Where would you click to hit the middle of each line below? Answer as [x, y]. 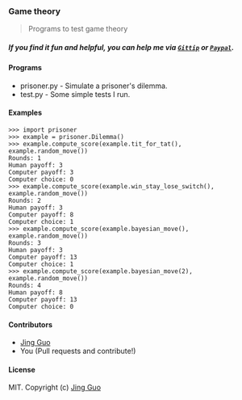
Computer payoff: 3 [41, 173]
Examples [25, 113]
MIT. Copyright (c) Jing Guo [55, 387]
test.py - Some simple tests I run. [75, 94]
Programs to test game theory [78, 29]
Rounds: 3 [25, 243]
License [22, 369]
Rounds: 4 [25, 286]
